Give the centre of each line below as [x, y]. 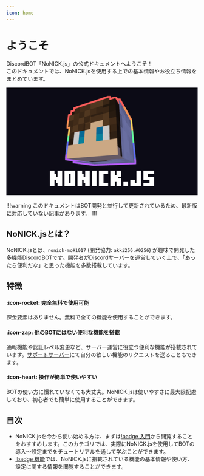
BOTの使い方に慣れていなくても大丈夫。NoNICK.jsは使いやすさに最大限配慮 [101, 392]
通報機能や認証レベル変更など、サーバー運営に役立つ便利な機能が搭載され [99, 347]
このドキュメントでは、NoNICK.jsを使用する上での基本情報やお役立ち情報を [102, 71]
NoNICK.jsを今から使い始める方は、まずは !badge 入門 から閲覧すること [104, 436]
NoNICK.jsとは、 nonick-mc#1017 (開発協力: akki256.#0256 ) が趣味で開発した [101, 250]
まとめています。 [27, 78]
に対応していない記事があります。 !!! [52, 213]
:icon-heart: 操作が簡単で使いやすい [52, 377]
